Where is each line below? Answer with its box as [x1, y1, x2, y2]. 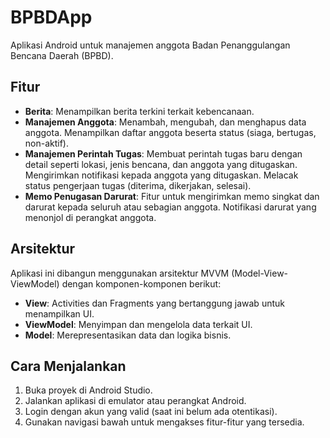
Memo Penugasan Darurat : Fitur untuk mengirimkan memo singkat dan [24, 190, 320, 202]
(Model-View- [231, 267, 289, 279]
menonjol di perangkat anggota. [24, 211, 157, 223]
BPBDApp [10, 6, 93, 29]
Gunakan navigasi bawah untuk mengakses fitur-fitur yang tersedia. [24, 416, 305, 428]
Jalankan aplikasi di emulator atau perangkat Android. [24, 395, 247, 407]
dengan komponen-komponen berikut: [61, 277, 222, 290]
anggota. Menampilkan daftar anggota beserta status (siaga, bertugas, [24, 126, 317, 138]
